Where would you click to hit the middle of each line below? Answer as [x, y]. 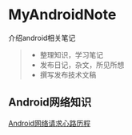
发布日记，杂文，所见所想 [82, 65]
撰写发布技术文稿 [68, 74]
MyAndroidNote [62, 15]
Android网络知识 [50, 103]
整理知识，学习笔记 [72, 54]
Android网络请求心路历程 [49, 123]
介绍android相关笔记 [42, 38]
